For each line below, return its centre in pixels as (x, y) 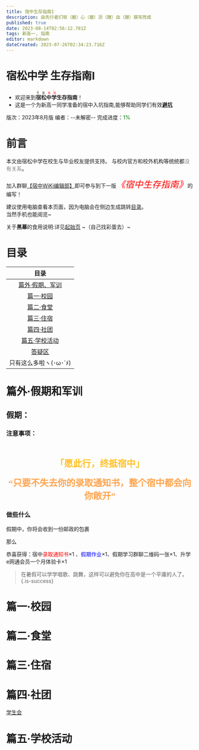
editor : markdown (28, 39)
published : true (26, 23)
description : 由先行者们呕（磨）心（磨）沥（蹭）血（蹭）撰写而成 (79, 17)
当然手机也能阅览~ (29, 214)
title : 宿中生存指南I (30, 12)
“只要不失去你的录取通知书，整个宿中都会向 (100, 483)
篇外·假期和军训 (45, 391)
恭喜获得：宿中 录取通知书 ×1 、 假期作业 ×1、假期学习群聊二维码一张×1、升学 (99, 554)
